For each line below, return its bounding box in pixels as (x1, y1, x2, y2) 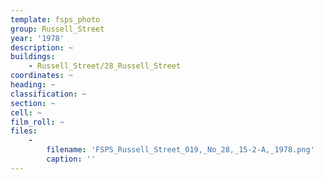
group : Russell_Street (10, 24, 105, 34)
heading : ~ (10, 80, 56, 90)
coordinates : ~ (10, 71, 74, 81)
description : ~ (10, 42, 74, 53)
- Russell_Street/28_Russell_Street (28, 61, 182, 71)
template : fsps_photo (10, 14, 101, 25)
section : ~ (10, 98, 56, 108)
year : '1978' (10, 33, 65, 43)
